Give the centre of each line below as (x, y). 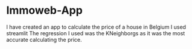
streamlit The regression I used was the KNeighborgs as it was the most (96, 33)
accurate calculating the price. (44, 39)
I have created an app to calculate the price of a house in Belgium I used (96, 27)
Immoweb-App (44, 10)
